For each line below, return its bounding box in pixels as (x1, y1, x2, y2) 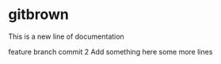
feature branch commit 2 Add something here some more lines (8, 47, 213, 56)
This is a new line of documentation (8, 32, 124, 41)
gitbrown (8, 6, 69, 24)
